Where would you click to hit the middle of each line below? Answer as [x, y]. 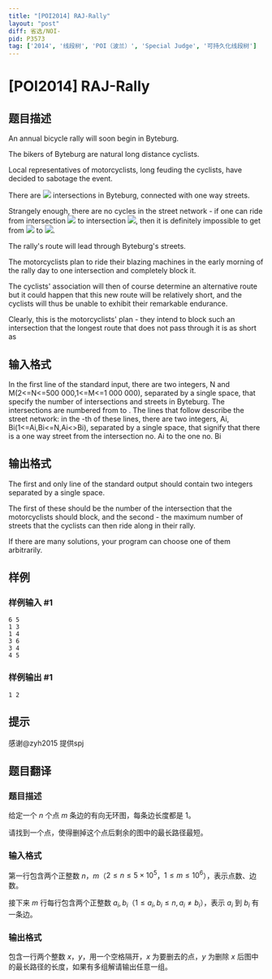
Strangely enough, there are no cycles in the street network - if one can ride [136, 211]
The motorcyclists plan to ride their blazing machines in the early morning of [136, 262]
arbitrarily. [26, 550]
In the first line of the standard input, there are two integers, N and [119, 384]
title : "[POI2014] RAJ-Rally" [60, 16]
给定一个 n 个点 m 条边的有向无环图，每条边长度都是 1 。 [102, 816]
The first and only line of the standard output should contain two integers [131, 484]
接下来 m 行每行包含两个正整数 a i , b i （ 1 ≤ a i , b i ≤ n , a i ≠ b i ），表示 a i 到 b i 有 [134, 903]
